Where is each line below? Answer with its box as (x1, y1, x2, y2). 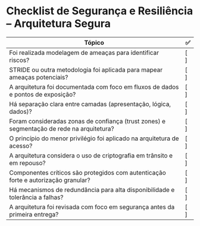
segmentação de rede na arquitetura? (9, 124, 114, 132)
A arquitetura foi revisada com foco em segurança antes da (9, 203, 175, 211)
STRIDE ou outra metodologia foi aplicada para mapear (9, 66, 162, 74)
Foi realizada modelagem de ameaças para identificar (9, 48, 160, 57)
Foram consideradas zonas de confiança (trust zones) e (9, 117, 165, 125)
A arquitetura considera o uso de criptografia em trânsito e (9, 151, 173, 159)
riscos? (9, 55, 30, 64)
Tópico (84, 38, 104, 47)
